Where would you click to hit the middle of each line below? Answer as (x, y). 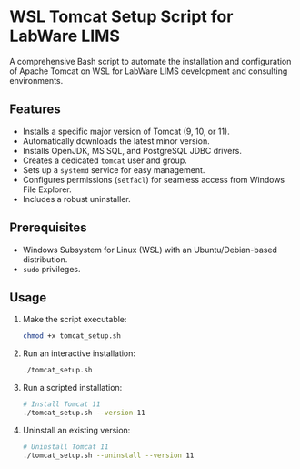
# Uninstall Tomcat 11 (65, 447)
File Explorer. (47, 189)
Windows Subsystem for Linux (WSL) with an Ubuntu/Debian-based (150, 250)
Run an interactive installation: (79, 353)
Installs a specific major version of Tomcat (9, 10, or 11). (126, 131)
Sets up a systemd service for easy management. (114, 169)
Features (35, 110)
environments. (36, 80)
